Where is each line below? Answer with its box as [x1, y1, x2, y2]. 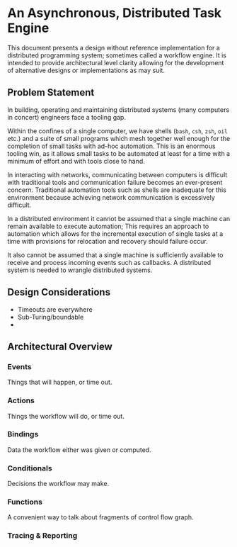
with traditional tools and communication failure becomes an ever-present [7, 178, 223, 186]
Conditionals [7, 463, 52, 473]
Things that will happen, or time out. [7, 378, 112, 387]
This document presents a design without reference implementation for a [7, 43, 221, 52]
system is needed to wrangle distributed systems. [7, 266, 153, 274]
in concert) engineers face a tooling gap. [7, 113, 126, 121]
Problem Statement [7, 86, 95, 98]
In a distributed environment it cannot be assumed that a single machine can [7, 214, 231, 222]
